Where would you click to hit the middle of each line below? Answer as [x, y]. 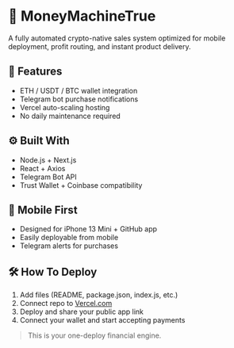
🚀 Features [35, 72]
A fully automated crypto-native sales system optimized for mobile [117, 38]
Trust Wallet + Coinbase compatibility [81, 185]
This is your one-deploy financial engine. [94, 335]
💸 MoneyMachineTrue [82, 16]
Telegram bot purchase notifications [79, 99]
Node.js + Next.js [48, 160]
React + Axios [42, 168]
